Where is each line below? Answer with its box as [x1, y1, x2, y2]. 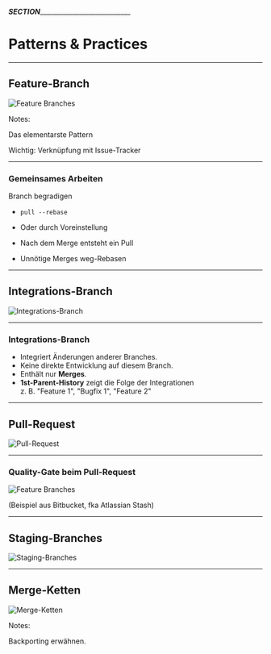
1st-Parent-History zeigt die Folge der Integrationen [19, 378, 194, 388]
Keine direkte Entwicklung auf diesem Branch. [19, 360, 173, 370]
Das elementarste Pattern [8, 129, 94, 140]
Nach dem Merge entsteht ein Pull [19, 238, 134, 248]
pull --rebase [19, 209, 68, 217]
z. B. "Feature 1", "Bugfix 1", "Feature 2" [19, 386, 152, 396]
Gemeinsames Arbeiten [8, 173, 103, 184]
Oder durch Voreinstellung [19, 223, 108, 232]
